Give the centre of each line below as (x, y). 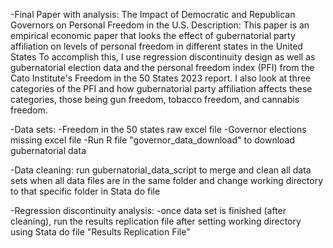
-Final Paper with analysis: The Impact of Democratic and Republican (153, 14)
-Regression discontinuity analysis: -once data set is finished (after (148, 210)
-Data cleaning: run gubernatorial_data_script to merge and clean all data (161, 170)
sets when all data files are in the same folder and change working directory (167, 180)
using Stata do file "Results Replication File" (100, 232)
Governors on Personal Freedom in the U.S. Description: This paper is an (160, 25)
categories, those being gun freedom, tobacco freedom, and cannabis (155, 99)
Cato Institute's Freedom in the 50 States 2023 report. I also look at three (161, 78)
